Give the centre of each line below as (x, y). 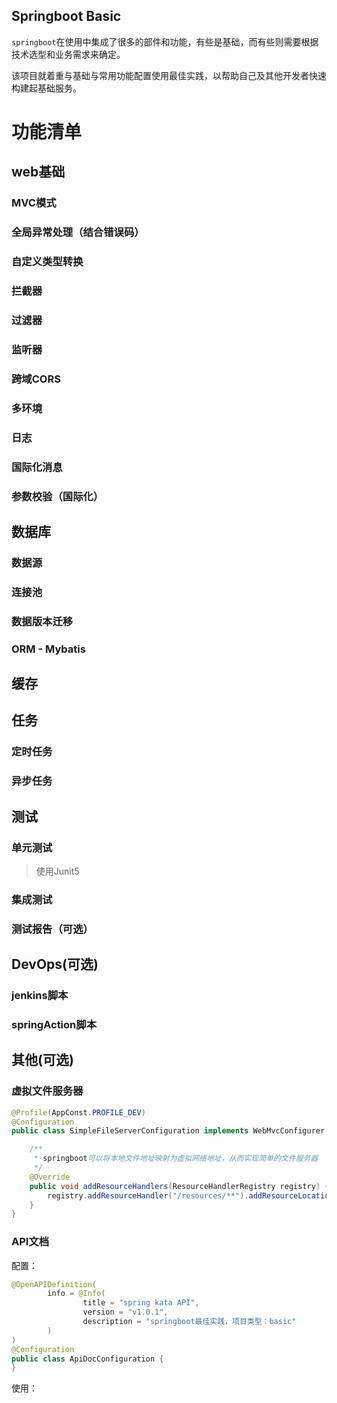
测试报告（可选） (52, 929)
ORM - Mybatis (48, 649)
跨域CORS (36, 379)
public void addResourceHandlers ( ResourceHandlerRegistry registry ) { (179, 1186)
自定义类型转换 (47, 262)
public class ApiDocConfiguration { (87, 1359)
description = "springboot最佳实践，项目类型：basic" (189, 1322)
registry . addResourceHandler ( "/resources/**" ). (148, 1195)
